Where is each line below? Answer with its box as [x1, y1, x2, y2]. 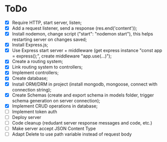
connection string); [12, 86, 52, 92]
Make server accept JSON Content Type [12, 125, 96, 131]
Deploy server [12, 114, 42, 120]
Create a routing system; [12, 58, 63, 64]
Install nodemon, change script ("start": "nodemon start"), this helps [12, 31, 153, 37]
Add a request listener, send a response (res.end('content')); [12, 25, 137, 31]
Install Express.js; [12, 42, 49, 48]
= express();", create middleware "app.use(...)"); [12, 53, 112, 59]
